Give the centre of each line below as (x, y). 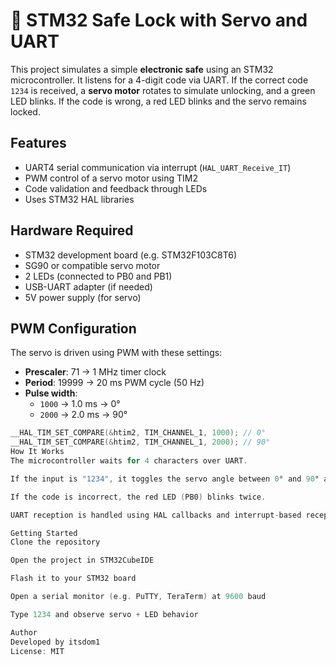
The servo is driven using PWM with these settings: (116, 353)
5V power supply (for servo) (83, 297)
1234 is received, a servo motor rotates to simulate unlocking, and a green (163, 90)
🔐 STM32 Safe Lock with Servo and (159, 20)
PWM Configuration (73, 328)
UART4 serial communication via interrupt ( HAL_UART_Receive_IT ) (158, 167)
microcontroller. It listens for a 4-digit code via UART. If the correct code (159, 80)
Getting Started (44, 533)
